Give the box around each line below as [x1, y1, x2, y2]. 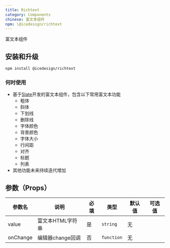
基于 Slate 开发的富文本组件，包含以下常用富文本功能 [12, 92, 121, 98]
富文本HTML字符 [37, 217, 77, 224]
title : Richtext [5, 7, 39, 13]
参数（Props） [5, 183, 51, 192]
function [101, 235, 122, 240]
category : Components [5, 12, 51, 17]
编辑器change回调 [37, 234, 81, 241]
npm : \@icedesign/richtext [5, 21, 62, 27]
